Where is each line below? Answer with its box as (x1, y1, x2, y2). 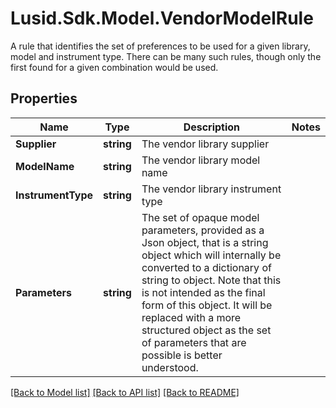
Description (183, 120, 241, 134)
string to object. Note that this (141, 273, 282, 287)
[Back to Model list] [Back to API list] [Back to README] (10, 386, 240, 398)
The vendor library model (141, 153, 261, 167)
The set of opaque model (141, 210, 260, 224)
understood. (141, 360, 199, 374)
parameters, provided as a (141, 223, 265, 237)
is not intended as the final (141, 285, 266, 299)
